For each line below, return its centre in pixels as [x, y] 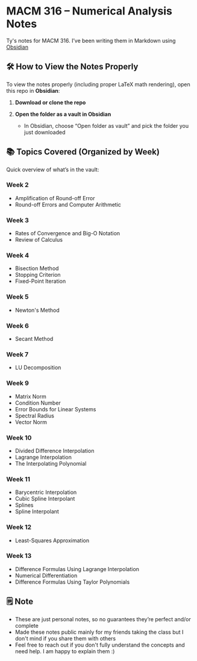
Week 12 [19, 527]
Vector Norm [31, 422]
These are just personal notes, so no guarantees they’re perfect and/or [103, 619]
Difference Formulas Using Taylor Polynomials [72, 582]
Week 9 [17, 383]
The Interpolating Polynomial [51, 463]
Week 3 [17, 220]
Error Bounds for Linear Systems [55, 409]
